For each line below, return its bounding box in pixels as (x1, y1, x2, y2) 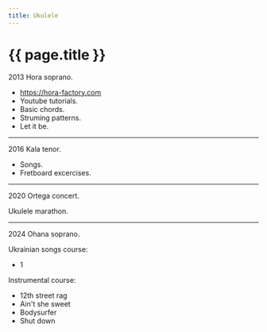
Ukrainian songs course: (8, 244, 88, 254)
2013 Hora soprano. (8, 72, 73, 82)
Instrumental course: (8, 275, 76, 284)
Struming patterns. (19, 113, 82, 122)
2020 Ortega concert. (8, 191, 79, 200)
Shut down (19, 315, 56, 326)
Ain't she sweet (19, 299, 72, 308)
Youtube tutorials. (19, 96, 78, 106)
